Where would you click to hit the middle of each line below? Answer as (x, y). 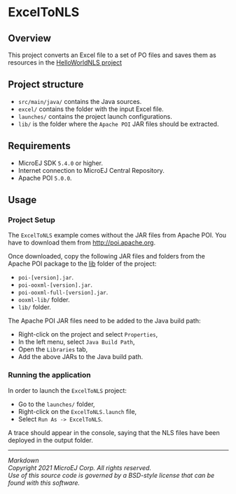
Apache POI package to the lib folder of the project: (82, 264)
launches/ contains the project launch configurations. (95, 116)
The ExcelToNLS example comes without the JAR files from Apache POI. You (117, 235)
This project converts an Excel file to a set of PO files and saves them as (112, 55)
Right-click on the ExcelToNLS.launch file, (77, 411)
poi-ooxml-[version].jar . (55, 285)
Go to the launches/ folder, (56, 404)
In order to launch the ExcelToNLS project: (67, 390)
